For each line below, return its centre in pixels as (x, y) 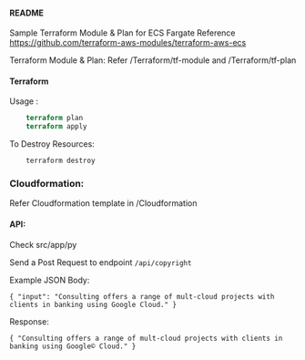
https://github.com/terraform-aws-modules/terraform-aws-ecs (128, 43)
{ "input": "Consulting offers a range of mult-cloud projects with (142, 296)
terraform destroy (61, 161)
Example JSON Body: (50, 280)
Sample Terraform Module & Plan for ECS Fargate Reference (122, 33)
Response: (30, 321)
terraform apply (57, 127)
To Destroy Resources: (52, 144)
